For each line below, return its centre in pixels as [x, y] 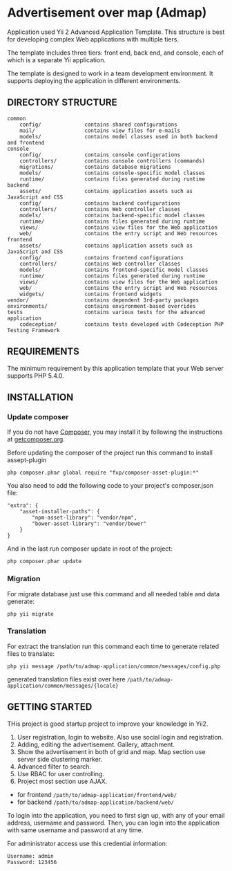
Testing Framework [33, 330]
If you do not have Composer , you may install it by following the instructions [115, 432]
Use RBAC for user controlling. [61, 773]
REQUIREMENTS [43, 352]
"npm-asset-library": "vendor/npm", [85, 518]
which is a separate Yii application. [56, 59]
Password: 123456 [32, 862]
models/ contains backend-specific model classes [113, 215]
